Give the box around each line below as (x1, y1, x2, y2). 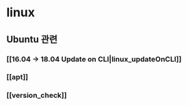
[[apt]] (6, 73, 29, 82)
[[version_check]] (6, 90, 67, 100)
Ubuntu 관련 (6, 33, 58, 45)
